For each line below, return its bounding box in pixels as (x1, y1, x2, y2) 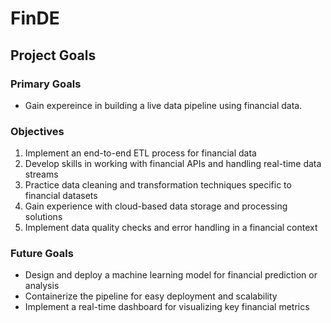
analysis (24, 280, 60, 292)
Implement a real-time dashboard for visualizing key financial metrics (24, 301, 310, 313)
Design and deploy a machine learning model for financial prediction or (24, 269, 318, 281)
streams (24, 168, 59, 181)
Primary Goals (10, 77, 82, 91)
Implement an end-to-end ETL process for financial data (24, 147, 257, 159)
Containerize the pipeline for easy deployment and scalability (24, 290, 278, 302)
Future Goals (10, 247, 74, 261)
